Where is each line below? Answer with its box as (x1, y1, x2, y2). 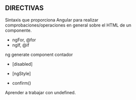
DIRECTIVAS (5, 4, 44, 12)
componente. (5, 27, 32, 33)
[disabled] (12, 61, 33, 67)
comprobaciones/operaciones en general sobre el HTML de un (5, 22, 132, 28)
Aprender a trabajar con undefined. (5, 89, 76, 95)
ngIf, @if (12, 42, 29, 48)
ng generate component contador (5, 51, 73, 57)
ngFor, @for (12, 37, 37, 43)
